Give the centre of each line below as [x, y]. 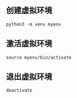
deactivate [19, 90]
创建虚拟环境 [29, 10]
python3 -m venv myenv [34, 24]
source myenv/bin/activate [39, 57]
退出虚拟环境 [29, 77]
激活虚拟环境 [29, 43]
